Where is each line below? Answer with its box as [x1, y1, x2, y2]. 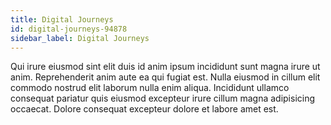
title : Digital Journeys [10, 14, 114, 25]
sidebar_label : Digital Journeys [10, 33, 150, 43]
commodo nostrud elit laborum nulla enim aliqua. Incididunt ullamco [10, 82, 290, 94]
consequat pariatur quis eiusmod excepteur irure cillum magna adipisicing [10, 92, 316, 105]
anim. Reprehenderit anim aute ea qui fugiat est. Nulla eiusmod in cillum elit [10, 71, 321, 83]
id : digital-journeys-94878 [10, 24, 128, 34]
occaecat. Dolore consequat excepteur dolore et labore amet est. [10, 103, 279, 115]
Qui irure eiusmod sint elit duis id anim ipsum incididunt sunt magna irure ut [10, 61, 321, 73]
